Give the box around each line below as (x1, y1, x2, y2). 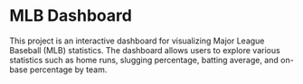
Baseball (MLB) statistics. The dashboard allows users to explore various (9, 44, 280, 55)
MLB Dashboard (9, 5, 133, 26)
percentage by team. (30, 64, 108, 75)
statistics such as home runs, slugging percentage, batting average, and (9, 54, 279, 65)
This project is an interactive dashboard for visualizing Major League (9, 35, 265, 46)
